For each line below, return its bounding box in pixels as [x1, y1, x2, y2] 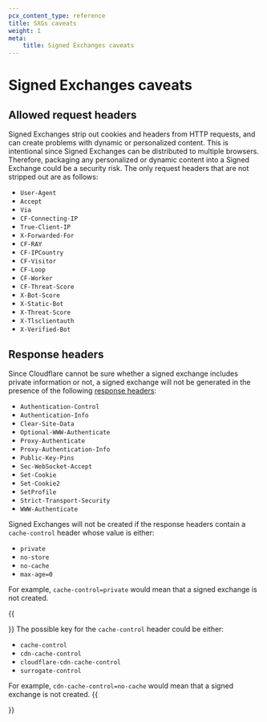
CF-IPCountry [19, 249, 64, 257]
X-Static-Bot [19, 300, 64, 308]
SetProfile [19, 487, 57, 496]
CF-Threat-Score [19, 283, 75, 292]
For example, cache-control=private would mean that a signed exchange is [8, 584, 258, 594]
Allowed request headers [8, 108, 137, 121]
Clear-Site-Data [19, 419, 75, 428]
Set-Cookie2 [19, 479, 60, 487]
